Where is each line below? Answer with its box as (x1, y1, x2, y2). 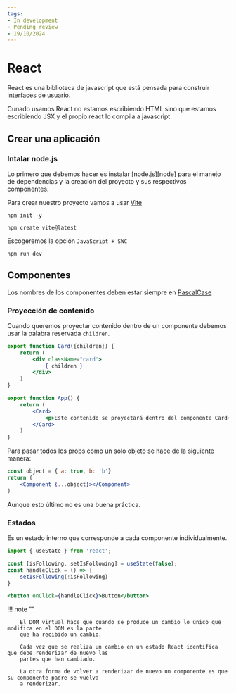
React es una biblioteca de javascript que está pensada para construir (7, 84, 210, 92)
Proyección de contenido (7, 306, 95, 316)
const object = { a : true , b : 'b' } (7, 468, 112, 475)
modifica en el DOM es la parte (7, 625, 102, 632)
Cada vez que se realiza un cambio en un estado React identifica (20, 644, 218, 651)
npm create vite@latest (7, 224, 77, 231)
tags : (7, 10, 23, 18)
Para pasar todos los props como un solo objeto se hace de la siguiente (7, 447, 214, 455)
